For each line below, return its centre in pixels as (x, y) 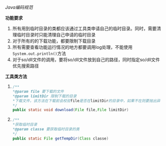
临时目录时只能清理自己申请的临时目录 (56, 35)
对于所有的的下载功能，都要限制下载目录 (54, 41)
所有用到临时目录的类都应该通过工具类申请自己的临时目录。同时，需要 (84, 28)
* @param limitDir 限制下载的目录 (44, 96)
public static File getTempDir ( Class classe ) (60, 139)
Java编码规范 (19, 7)
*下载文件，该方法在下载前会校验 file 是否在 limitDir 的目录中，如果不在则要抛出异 (86, 101)
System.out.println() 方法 (39, 53)
